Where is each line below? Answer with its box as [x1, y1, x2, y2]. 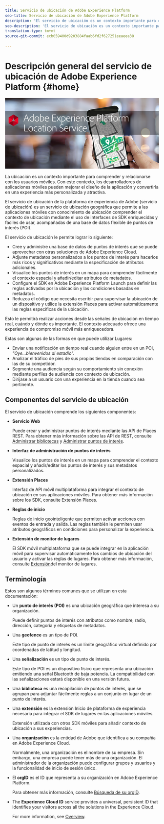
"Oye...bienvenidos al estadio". [12, 350, 75, 356]
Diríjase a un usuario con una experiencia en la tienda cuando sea [12, 376, 145, 382]
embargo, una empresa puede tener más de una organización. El [12, 755, 143, 761]
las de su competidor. [12, 361, 56, 366]
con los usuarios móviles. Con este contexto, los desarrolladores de [5, 179, 142, 185]
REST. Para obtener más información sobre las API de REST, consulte [12, 433, 152, 438]
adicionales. [12, 265, 37, 270]
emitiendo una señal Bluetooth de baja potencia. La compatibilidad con [12, 671, 155, 677]
